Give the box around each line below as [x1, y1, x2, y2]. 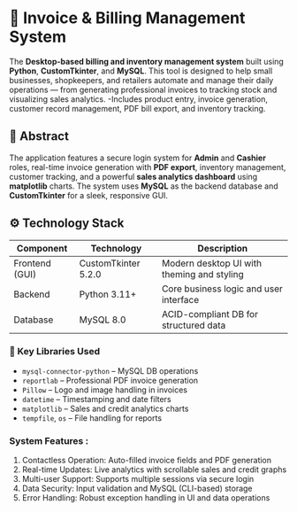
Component [16, 242, 68, 254]
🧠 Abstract [9, 128, 69, 144]
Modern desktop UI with [162, 257, 263, 269]
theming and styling [162, 268, 245, 280]
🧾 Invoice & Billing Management [9, 8, 246, 28]
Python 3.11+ [79, 288, 137, 300]
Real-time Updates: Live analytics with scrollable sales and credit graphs [21, 464, 287, 475]
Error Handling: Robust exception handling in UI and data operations [21, 493, 270, 503]
